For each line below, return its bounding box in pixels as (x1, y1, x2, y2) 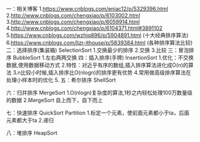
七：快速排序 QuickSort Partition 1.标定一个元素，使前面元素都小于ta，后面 (6, 109, 190, 116)
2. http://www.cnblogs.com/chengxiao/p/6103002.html (6, 12, 140, 19)
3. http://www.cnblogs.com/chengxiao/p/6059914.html (6, 18, 140, 25)
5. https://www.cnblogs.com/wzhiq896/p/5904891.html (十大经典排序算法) (6, 32, 189, 39)
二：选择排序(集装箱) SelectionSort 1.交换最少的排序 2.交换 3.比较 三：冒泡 (6, 47, 189, 54)
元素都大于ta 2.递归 (6, 117, 54, 124)
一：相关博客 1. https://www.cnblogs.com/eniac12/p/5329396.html (6, 5, 168, 12)
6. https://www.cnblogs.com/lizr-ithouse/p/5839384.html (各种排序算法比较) (6, 39, 193, 46)
